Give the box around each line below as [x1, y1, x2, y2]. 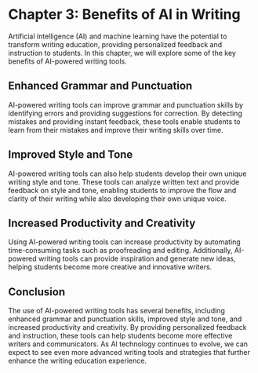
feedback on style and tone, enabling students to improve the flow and [8, 185, 237, 195]
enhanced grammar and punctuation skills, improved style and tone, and [8, 314, 242, 324]
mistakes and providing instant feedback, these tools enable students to [8, 116, 241, 126]
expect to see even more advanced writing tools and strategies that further [8, 348, 251, 357]
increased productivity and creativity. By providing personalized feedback [8, 323, 247, 332]
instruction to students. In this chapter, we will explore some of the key [8, 48, 237, 57]
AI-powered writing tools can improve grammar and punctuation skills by [8, 100, 244, 109]
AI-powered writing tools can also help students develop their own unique [8, 169, 247, 178]
